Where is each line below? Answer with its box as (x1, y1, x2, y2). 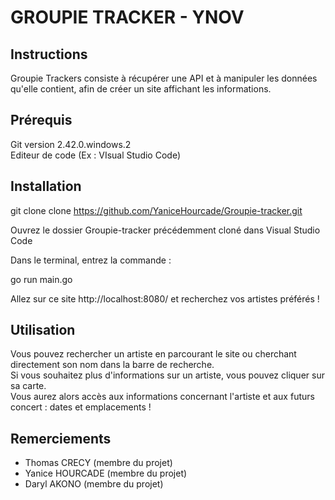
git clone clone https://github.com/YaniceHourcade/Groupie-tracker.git (10, 204, 303, 216)
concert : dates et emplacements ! (10, 401, 152, 413)
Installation (10, 178, 82, 195)
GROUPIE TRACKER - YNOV (10, 6, 245, 29)
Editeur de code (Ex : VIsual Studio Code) (10, 149, 181, 161)
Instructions (10, 46, 88, 63)
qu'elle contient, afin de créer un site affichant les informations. (10, 83, 272, 95)
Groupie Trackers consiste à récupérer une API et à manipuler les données (10, 72, 318, 84)
